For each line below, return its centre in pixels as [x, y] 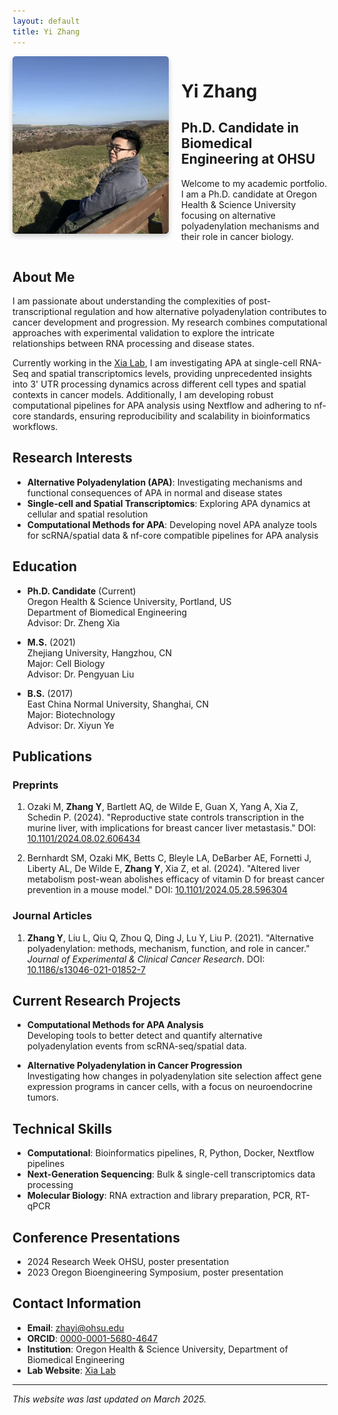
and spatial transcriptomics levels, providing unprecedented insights [171, 373]
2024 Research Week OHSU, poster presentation [128, 1261]
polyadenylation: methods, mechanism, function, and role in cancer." [168, 948]
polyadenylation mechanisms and [250, 226]
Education [45, 566]
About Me [43, 276]
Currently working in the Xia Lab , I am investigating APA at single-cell [155, 362]
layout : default [46, 21]
